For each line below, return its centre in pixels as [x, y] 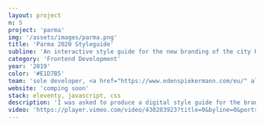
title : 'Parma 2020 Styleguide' [61, 45]
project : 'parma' [37, 30]
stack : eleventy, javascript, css [65, 95]
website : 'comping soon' [49, 88]
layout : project [35, 15]
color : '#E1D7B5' [37, 74]
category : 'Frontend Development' [65, 59]
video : [19, 110]
